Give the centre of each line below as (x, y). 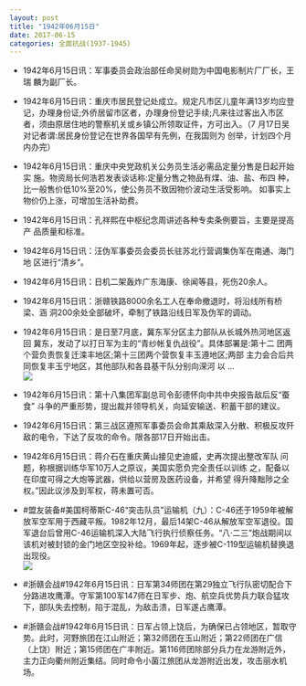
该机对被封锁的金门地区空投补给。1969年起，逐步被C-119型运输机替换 (154, 544)
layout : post (34, 18)
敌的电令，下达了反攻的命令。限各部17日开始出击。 (119, 437)
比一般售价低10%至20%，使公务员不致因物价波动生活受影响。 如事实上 (157, 189)
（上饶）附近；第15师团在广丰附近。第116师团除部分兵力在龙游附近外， (156, 649)
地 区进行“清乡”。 (56, 262)
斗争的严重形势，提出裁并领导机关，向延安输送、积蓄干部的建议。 (160, 406)
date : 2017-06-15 (42, 35)
